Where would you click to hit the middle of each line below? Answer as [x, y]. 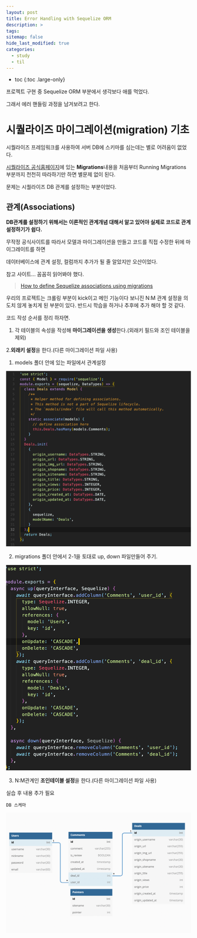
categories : [21, 50]
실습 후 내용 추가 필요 [30, 793]
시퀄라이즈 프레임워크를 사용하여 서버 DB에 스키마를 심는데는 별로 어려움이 [91, 147]
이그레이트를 [21, 249]
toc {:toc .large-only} [40, 79]
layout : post [22, 12]
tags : [13, 31]
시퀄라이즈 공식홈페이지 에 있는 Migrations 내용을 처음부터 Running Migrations [96, 167]
